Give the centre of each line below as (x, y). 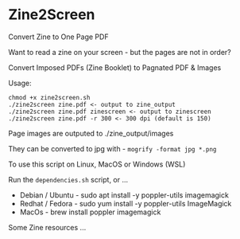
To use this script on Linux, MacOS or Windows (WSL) (97, 164)
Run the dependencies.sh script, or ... (68, 179)
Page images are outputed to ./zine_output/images (91, 133)
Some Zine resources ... (47, 227)
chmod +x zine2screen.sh (49, 97)
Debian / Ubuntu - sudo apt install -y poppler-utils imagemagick (124, 195)
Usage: (20, 83)
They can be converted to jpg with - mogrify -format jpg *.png (112, 148)
